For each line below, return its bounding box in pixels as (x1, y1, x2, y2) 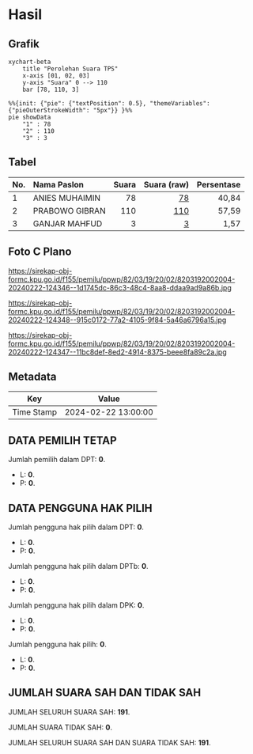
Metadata (8, 370, 57, 384)
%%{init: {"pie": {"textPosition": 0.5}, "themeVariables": (8, 100, 211, 108)
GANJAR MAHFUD (32, 218, 103, 229)
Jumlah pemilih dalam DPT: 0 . (8, 455, 106, 464)
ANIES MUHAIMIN (32, 192, 101, 203)
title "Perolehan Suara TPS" (22, 65, 119, 73)
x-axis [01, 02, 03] (22, 72, 90, 80)
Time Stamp (12, 407, 58, 418)
